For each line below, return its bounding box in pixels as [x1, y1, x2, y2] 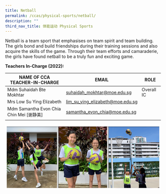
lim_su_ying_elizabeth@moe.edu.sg [66, 99, 138, 105]
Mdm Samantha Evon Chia [7, 105, 61, 111]
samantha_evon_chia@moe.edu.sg [66, 109, 137, 115]
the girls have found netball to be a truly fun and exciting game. [5, 53, 134, 59]
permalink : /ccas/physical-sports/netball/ [5, 13, 96, 18]
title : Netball [5, 8, 37, 13]
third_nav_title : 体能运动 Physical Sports [5, 24, 93, 29]
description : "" [5, 18, 39, 23]
